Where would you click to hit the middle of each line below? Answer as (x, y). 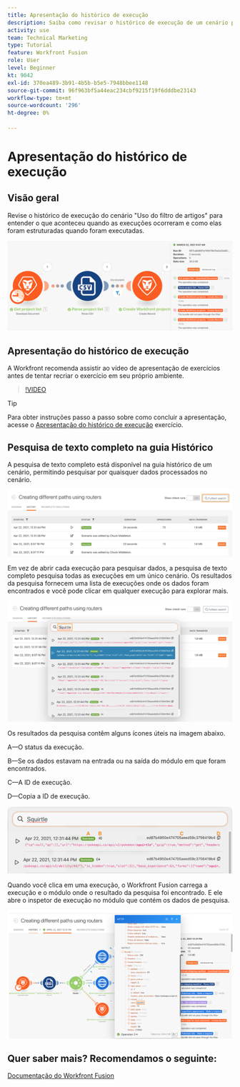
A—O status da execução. (46, 747)
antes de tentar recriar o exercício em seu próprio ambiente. (96, 376)
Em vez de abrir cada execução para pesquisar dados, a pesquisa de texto (117, 568)
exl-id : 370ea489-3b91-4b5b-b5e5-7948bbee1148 (78, 83)
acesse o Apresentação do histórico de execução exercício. (95, 425)
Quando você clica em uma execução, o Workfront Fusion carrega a (108, 885)
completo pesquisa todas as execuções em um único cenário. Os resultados (120, 576)
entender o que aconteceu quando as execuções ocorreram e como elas (115, 223)
